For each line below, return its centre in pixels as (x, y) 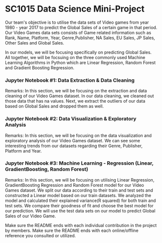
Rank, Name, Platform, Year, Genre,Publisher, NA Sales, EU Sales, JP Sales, (80, 38)
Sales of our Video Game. (30, 216)
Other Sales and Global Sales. (35, 43)
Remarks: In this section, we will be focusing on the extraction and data (76, 91)
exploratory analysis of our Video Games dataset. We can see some (73, 140)
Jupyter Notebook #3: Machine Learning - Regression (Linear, (79, 163)
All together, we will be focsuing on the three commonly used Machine (75, 57)
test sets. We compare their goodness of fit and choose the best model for (79, 205)
